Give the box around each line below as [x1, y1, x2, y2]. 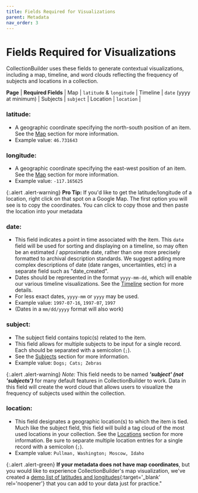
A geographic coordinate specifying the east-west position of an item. [14, 165, 187, 172]
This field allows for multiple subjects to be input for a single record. [14, 340, 182, 347]
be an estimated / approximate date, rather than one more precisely [14, 249, 181, 256]
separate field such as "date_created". [14, 268, 109, 275]
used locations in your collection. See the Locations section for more [14, 430, 183, 437]
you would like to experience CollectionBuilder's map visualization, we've [6, 467, 186, 474]
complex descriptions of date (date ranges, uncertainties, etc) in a [14, 261, 177, 268]
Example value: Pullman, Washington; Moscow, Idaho [14, 449, 144, 456]
